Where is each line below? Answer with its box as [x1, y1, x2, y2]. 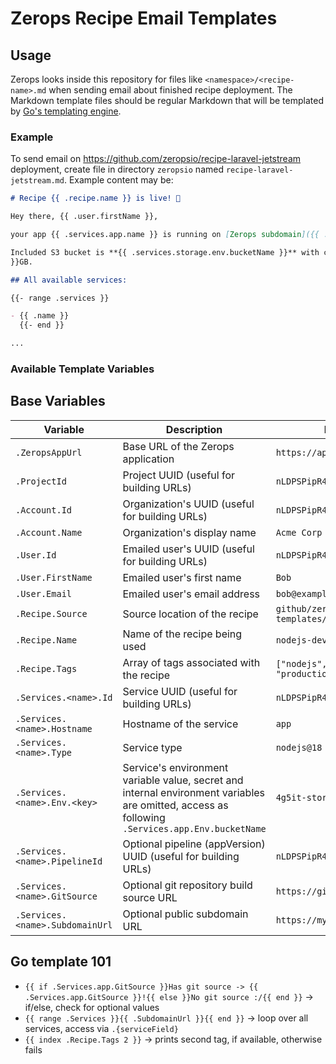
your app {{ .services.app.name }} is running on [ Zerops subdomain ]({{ [10, 230, 320, 240]
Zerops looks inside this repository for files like [10, 73, 203, 85]
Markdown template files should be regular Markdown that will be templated [10, 95, 324, 106]
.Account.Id [15, 504, 73, 516]
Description [165, 422, 223, 436]
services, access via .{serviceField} [24, 1022, 179, 1034]
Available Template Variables [10, 362, 155, 376]
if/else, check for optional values [24, 1001, 160, 1013]
